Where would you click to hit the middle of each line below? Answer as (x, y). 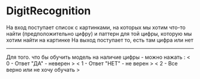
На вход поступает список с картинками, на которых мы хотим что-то (96, 27)
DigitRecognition (49, 11)
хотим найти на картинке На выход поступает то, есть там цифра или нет (100, 40)
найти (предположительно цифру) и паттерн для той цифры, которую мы (99, 33)
